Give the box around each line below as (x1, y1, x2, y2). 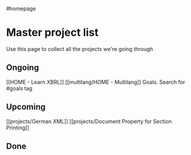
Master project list (6, 26, 98, 39)
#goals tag (6, 84, 33, 91)
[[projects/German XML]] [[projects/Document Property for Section (6, 118, 172, 125)
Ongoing (6, 62, 39, 73)
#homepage (6, 5, 36, 12)
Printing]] (6, 124, 30, 131)
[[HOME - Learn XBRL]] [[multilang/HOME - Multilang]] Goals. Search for (6, 78, 186, 86)
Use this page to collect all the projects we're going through (6, 45, 153, 52)
